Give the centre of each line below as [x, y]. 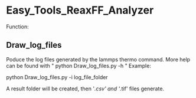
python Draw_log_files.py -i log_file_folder [57, 77]
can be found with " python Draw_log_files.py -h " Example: [79, 66]
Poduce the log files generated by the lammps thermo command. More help [98, 59]
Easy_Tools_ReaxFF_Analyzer [80, 10]
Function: [18, 27]
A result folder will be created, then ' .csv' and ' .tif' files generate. [85, 89]
